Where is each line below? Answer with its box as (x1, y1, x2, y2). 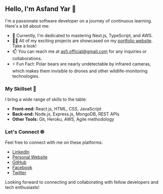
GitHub (12, 159, 27, 165)
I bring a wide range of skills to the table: (5, 96, 87, 103)
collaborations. (12, 55, 42, 61)
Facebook (12, 165, 33, 171)
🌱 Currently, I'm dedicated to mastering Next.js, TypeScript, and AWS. (12, 32, 153, 38)
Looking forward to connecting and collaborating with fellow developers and (5, 179, 159, 185)
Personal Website (12, 154, 48, 160)
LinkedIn (12, 149, 30, 155)
